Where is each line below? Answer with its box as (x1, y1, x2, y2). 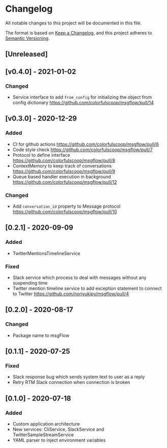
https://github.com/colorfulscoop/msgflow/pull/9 (12, 168, 115, 174)
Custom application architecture (12, 421, 80, 427)
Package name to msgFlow (12, 332, 70, 339)
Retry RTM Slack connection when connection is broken (12, 379, 130, 385)
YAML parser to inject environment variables (12, 437, 106, 443)
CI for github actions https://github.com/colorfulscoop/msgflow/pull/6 (12, 141, 159, 147)
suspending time (12, 279, 48, 286)
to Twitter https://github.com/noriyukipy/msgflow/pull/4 (12, 291, 129, 297)
